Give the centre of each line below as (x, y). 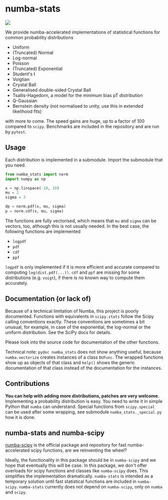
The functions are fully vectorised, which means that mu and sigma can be (81, 221)
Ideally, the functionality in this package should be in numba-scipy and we (81, 460)
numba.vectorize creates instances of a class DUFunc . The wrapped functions (84, 357)
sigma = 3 (16, 197)
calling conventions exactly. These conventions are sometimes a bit (75, 321)
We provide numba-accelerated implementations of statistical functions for (83, 32)
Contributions (27, 384)
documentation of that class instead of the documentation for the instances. (84, 368)
